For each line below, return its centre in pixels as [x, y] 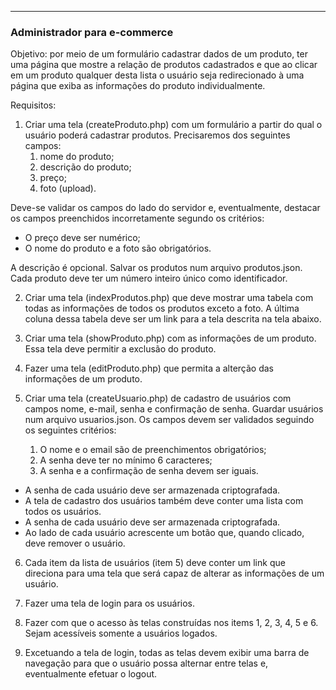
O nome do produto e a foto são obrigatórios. [118, 248]
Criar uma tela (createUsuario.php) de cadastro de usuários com [158, 398]
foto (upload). [68, 188]
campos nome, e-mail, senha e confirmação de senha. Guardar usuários [174, 409]
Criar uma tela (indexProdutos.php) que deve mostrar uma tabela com [169, 298]
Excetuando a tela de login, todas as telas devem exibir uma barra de [167, 653]
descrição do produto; [85, 167]
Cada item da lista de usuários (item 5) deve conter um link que [155, 563]
